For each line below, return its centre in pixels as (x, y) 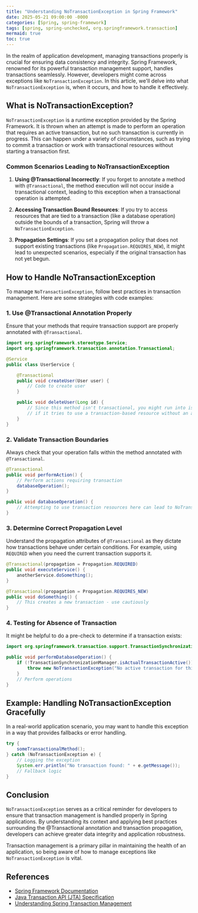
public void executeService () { (46, 570)
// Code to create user (56, 386)
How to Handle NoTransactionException (81, 277)
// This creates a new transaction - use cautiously (83, 603)
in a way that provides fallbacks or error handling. (66, 733)
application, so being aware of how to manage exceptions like (81, 852)
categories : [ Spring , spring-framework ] (57, 22)
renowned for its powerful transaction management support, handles (90, 68)
